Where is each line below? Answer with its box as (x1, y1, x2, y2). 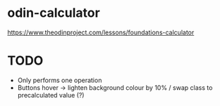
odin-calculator (7, 5, 100, 21)
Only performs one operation (17, 76, 102, 84)
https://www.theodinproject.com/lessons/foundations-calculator (7, 28, 195, 37)
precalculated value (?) (17, 91, 85, 99)
